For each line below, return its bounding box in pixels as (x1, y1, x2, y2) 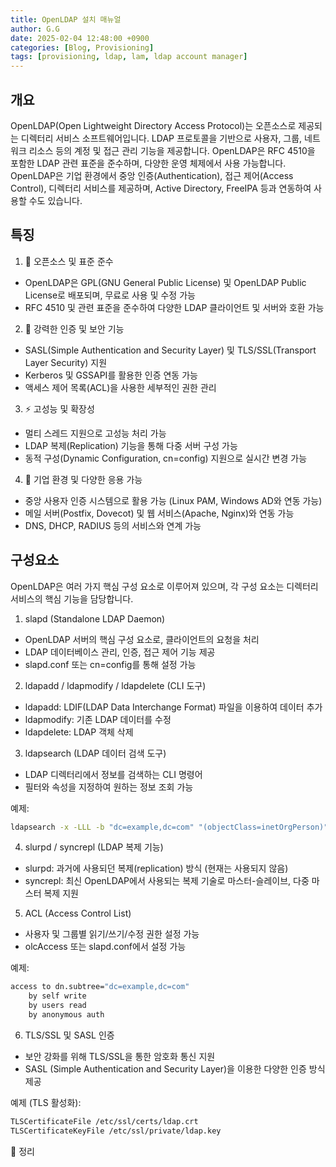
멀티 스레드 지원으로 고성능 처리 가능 (24, 427, 167, 439)
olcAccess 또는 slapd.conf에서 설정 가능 (24, 941, 187, 953)
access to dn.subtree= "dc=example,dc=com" (10, 982, 190, 992)
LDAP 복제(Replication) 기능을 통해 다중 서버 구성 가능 (24, 439, 238, 451)
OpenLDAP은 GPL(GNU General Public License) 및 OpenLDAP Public (24, 276, 307, 288)
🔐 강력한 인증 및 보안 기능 (24, 322, 125, 335)
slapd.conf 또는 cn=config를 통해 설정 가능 (24, 658, 197, 670)
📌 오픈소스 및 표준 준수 (24, 255, 114, 267)
